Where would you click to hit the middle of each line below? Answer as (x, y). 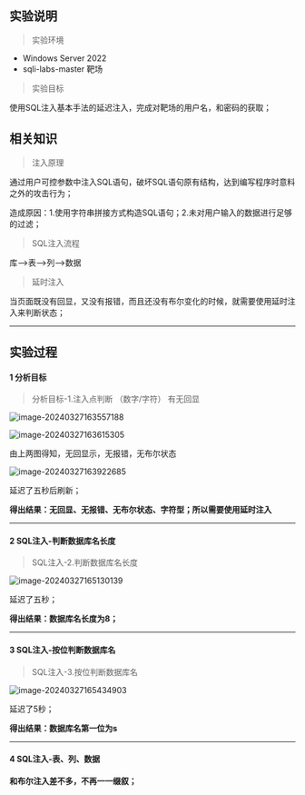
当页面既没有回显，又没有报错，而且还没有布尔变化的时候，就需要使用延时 (148, 301)
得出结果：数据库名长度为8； (64, 619)
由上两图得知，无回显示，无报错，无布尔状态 (93, 453)
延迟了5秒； (32, 709)
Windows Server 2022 (64, 58)
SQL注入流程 (55, 243)
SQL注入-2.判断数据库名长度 (84, 562)
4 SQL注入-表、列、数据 (55, 759)
